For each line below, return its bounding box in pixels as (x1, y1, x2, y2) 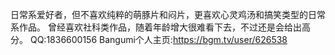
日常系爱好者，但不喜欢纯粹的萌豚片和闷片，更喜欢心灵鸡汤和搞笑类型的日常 (10, 9, 326, 20)
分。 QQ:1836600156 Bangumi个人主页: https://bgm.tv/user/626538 (10, 34, 288, 45)
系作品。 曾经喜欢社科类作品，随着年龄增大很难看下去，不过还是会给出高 (10, 21, 311, 33)
